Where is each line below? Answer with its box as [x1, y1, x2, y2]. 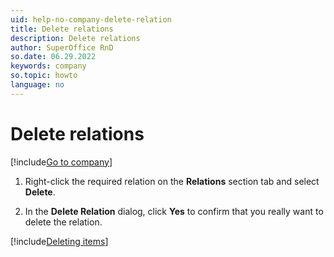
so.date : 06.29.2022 [10, 52, 97, 62]
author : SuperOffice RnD [10, 42, 114, 53]
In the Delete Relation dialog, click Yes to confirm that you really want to [24, 205, 324, 217]
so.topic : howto [10, 71, 78, 81]
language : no [10, 80, 65, 90]
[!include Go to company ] [10, 156, 113, 168]
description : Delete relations [10, 33, 141, 43]
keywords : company [10, 61, 87, 71]
